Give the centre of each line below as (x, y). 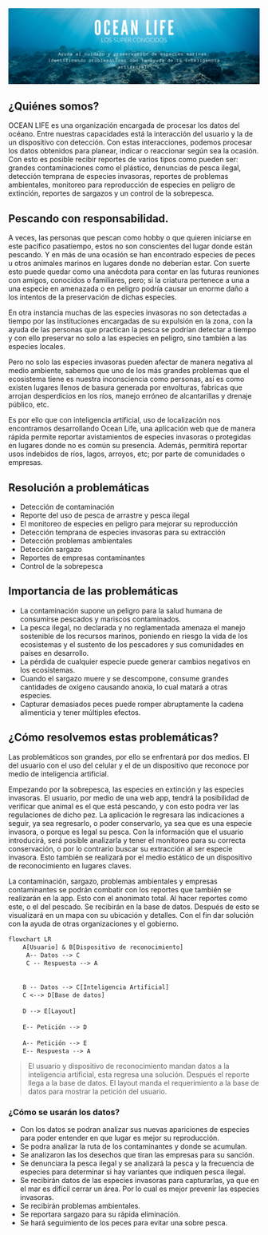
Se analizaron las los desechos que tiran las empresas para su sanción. (137, 1154)
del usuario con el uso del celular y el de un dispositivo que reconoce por (129, 765)
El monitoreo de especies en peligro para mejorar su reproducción (128, 524)
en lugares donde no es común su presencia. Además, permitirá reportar (128, 446)
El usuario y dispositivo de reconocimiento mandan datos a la (128, 1066)
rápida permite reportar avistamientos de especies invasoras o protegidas (130, 437)
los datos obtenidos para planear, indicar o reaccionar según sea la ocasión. (134, 151)
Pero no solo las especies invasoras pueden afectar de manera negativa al (131, 362)
